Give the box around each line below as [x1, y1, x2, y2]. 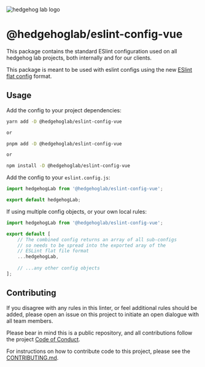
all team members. [6, 317, 53, 325]
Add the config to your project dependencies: [6, 106, 122, 114]
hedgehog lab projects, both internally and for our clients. [6, 54, 152, 61]
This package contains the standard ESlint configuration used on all [6, 47, 177, 55]
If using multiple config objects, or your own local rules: [6, 207, 147, 215]
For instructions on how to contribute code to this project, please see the [6, 347, 190, 355]
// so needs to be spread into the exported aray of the [17, 242, 166, 249]
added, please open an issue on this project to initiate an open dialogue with [6, 311, 199, 318]
